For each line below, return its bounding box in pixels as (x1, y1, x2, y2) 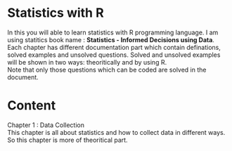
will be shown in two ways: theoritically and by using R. (7, 58, 167, 66)
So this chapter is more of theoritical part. (7, 136, 128, 144)
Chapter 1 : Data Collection (7, 121, 84, 129)
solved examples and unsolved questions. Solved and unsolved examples (7, 51, 221, 59)
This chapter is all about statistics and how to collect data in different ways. (7, 128, 226, 136)
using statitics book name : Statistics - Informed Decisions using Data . (7, 35, 214, 44)
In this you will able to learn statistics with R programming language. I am (7, 28, 219, 37)
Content (7, 98, 56, 114)
